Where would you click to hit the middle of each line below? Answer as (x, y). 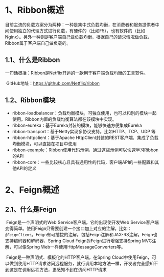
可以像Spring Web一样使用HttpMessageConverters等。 (70, 247)
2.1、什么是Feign (31, 209)
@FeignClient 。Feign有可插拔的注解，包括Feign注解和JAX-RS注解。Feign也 (81, 234)
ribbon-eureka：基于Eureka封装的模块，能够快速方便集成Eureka (77, 125)
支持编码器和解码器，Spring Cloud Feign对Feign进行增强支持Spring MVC (79, 241)
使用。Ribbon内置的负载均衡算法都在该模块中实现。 (64, 119)
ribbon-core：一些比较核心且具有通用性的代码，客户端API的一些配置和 (83, 162)
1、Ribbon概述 (35, 10)
